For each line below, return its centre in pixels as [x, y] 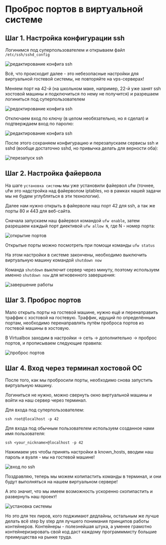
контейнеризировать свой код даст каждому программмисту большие [81, 532]
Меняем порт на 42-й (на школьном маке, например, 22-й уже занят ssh [83, 89]
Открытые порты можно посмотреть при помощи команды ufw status [80, 245]
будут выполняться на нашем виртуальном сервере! [62, 482]
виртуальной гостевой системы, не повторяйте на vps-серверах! [75, 79]
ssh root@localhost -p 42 [32, 419]
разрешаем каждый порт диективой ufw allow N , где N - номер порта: [80, 226]
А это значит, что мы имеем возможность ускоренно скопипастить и [79, 491]
